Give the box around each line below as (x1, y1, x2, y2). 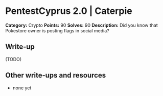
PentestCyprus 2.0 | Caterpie (5, 5, 133, 17)
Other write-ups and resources (5, 71, 106, 80)
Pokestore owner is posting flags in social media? (5, 27, 109, 33)
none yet (12, 85, 32, 91)
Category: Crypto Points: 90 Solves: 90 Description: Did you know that (5, 22, 158, 28)
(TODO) (5, 56, 22, 62)
